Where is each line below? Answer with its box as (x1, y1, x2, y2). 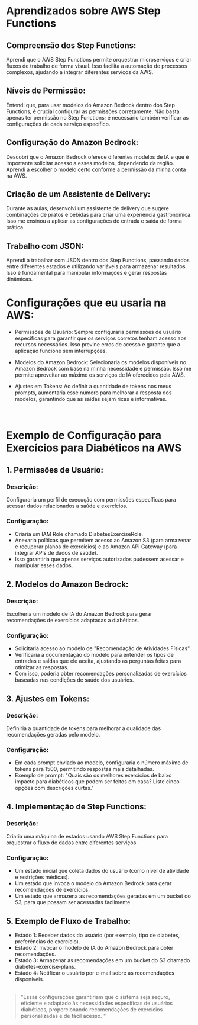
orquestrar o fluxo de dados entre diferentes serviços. (6, 839, 138, 846)
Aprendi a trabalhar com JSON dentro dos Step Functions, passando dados (6, 256, 190, 264)
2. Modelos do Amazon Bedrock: (6, 579, 129, 589)
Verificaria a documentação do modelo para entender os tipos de (14, 651, 174, 658)
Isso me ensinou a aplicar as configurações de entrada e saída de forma (6, 217, 182, 224)
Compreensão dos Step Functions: (6, 40, 137, 50)
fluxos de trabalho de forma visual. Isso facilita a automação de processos (6, 62, 187, 69)
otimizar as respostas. (14, 664, 69, 671)
